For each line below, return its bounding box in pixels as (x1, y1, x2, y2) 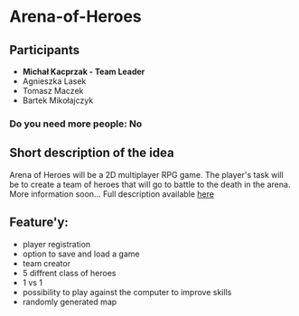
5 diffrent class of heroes (22, 267, 117, 278)
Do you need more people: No (9, 117, 143, 130)
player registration (22, 238, 91, 249)
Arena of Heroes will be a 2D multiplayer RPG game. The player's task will (9, 169, 285, 180)
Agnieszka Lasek (22, 76, 87, 87)
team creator (22, 257, 70, 268)
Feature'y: (9, 215, 70, 230)
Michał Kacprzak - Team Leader (22, 66, 145, 77)
